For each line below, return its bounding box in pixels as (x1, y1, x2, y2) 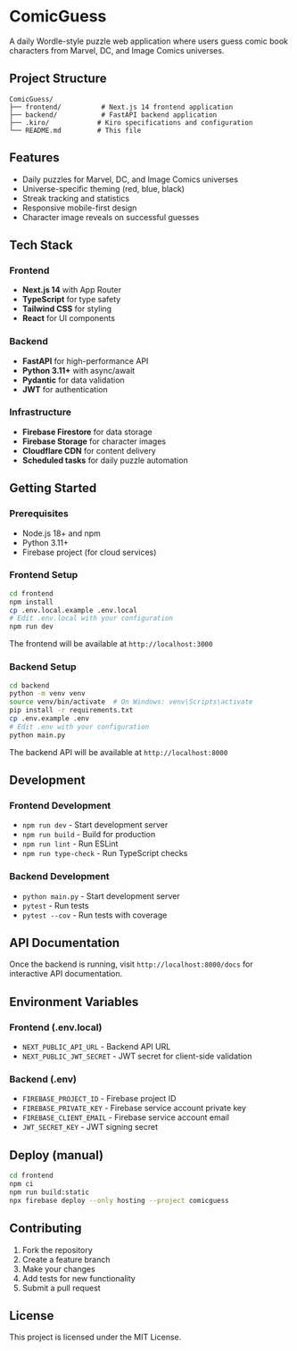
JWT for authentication (21, 383, 109, 394)
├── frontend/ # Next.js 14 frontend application (9, 103, 234, 111)
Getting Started (9, 481, 97, 496)
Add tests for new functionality (21, 1273, 136, 1283)
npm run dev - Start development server (21, 820, 169, 830)
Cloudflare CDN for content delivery (21, 445, 156, 456)
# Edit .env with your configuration (9, 722, 150, 731)
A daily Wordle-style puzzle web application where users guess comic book (9, 36, 288, 46)
